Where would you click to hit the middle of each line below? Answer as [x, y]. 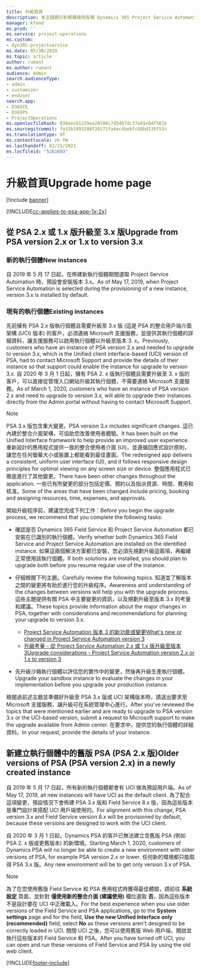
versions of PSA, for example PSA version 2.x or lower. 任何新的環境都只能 [98, 857]
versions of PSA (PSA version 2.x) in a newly [91, 763]
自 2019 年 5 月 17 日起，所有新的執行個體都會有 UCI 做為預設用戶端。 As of [99, 788]
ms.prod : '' [21, 29]
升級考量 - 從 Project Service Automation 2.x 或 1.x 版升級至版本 [102, 646]
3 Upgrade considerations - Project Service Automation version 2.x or [109, 653]
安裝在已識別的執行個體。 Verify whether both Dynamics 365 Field [96, 537]
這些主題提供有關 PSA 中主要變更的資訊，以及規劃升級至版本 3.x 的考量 [103, 599]
